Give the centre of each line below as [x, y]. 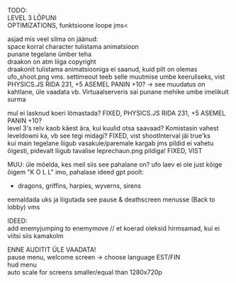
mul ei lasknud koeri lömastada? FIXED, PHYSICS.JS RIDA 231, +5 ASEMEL [117, 113]
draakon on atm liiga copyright [52, 62]
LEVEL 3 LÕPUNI [32, 18]
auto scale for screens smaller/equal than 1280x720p [85, 272]
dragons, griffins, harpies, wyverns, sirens [79, 186]
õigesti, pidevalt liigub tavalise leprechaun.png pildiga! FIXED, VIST [105, 151]
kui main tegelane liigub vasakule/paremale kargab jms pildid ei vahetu [111, 143]
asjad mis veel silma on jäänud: [53, 39]
